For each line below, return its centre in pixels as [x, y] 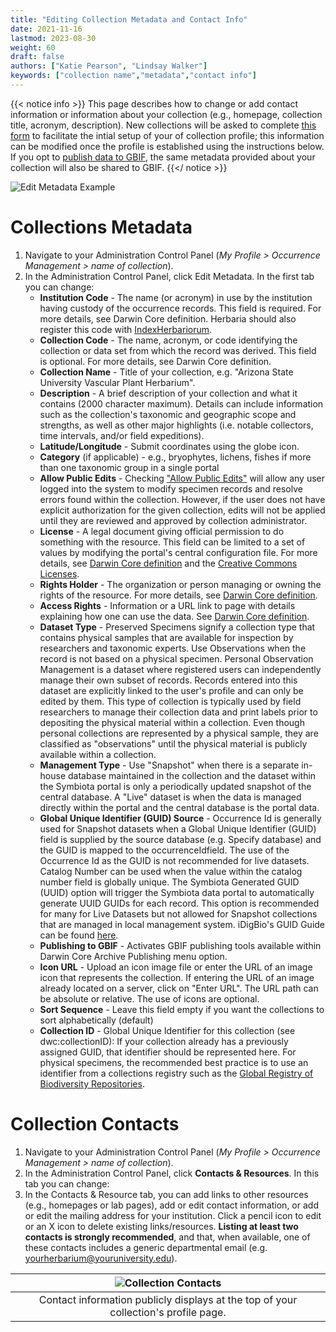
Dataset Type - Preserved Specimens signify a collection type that [177, 627]
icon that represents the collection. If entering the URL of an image [177, 977]
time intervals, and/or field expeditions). [122, 435]
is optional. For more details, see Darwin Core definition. [155, 361]
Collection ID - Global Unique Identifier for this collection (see [167, 1030]
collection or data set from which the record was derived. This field [178, 350]
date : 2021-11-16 [46, 29]
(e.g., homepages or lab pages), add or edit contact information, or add [171, 1205]
